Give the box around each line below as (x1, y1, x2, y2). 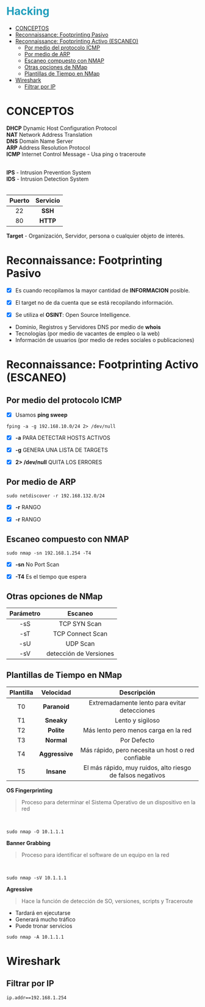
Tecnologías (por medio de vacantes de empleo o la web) (15, 330, 160, 337)
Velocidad (41, 688, 71, 697)
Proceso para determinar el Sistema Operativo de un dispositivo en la (21, 798, 196, 805)
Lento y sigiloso (115, 716, 160, 724)
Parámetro (9, 609, 41, 617)
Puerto (9, 196, 30, 205)
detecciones (120, 706, 156, 714)
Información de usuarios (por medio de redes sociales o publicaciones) (15, 336, 195, 343)
